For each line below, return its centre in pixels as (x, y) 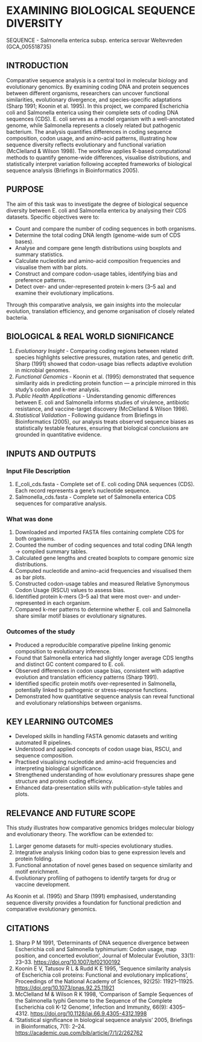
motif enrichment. (37, 872)
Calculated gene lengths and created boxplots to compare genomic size (104, 558)
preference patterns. (41, 280)
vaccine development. (43, 885)
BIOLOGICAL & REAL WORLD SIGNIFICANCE (90, 336)
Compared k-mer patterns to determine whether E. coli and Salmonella (103, 610)
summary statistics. (39, 254)
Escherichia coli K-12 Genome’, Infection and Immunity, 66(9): (91, 1007)
